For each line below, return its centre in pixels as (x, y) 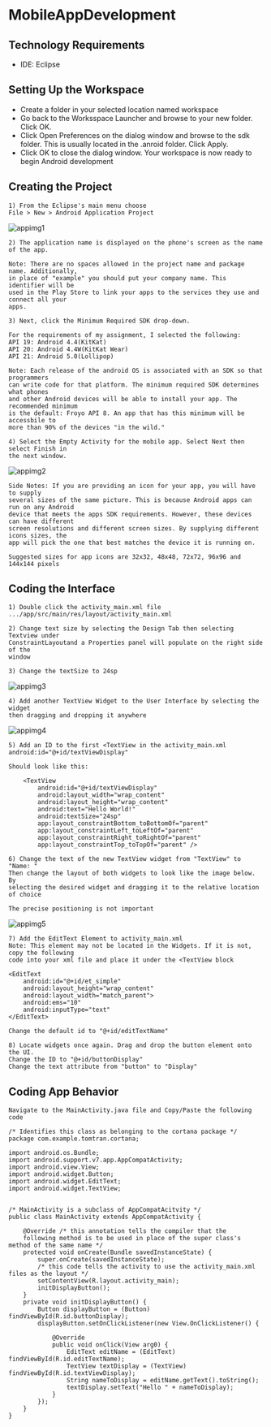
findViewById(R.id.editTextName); (67, 1359)
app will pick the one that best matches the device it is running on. (132, 543)
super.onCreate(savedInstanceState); (101, 1260)
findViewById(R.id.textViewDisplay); (72, 1373)
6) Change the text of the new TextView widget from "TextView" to (125, 859)
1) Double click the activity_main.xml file (85, 608)
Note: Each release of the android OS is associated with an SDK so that (136, 370)
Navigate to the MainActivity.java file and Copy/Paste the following (130, 1110)
